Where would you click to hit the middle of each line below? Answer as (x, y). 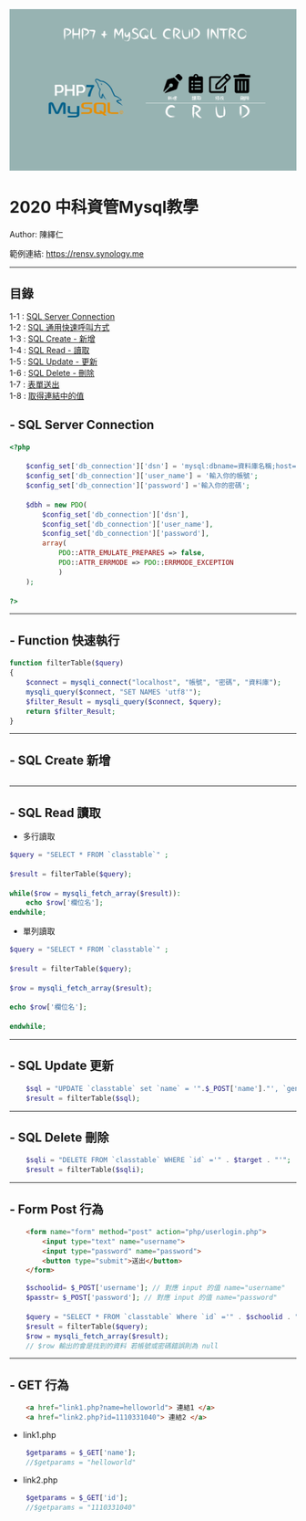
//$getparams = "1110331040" (81, 1507)
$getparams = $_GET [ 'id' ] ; (77, 1497)
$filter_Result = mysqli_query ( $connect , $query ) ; (124, 702)
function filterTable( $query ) (67, 663)
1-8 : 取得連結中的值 (47, 395)
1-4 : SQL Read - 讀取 (50, 350)
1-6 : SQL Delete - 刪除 (52, 372)
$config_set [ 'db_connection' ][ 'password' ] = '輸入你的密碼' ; (138, 486)
